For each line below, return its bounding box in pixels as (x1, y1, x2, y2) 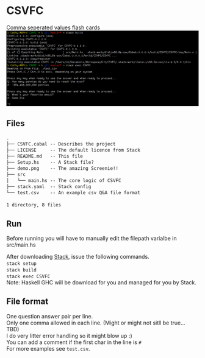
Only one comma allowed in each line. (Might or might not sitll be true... (6, 319, 186, 326)
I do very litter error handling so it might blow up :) (6, 332, 132, 339)
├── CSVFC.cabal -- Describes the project (6, 141, 116, 147)
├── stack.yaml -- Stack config (6, 184, 92, 190)
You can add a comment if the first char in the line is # (6, 339, 142, 346)
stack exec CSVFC (6, 273, 51, 280)
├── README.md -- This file (6, 153, 84, 160)
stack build (6, 267, 37, 273)
